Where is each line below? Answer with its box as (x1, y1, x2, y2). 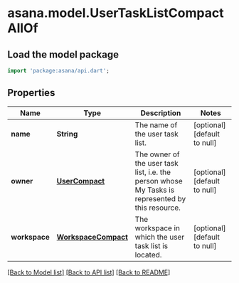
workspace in (134, 223, 180, 233)
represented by (134, 193, 186, 203)
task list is (134, 240, 169, 250)
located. (134, 250, 162, 260)
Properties (7, 87, 55, 99)
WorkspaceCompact (56, 232, 128, 242)
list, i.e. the (134, 167, 171, 177)
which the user (134, 232, 185, 242)
